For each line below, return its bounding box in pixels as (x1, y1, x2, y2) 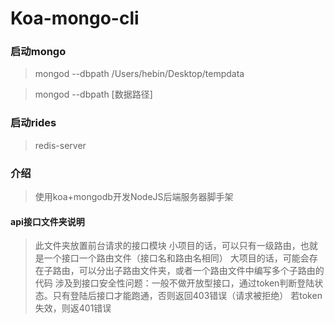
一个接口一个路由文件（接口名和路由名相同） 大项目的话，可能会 (43, 252, 310, 264)
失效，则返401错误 (34, 302, 112, 314)
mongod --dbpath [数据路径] (34, 88, 153, 101)
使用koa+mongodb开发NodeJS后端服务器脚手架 (34, 191, 234, 203)
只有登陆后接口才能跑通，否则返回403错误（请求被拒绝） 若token (52, 290, 323, 302)
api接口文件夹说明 (10, 215, 85, 227)
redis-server (34, 139, 87, 151)
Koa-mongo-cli (10, 7, 140, 30)
